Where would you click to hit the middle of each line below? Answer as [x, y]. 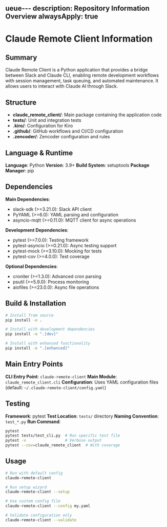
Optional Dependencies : [32, 266]
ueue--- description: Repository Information [77, 8]
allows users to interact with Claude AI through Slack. [62, 86]
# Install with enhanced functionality [48, 343]
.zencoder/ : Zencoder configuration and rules [61, 137]
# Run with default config [34, 473]
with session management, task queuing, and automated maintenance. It [82, 81]
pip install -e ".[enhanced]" [38, 348]
